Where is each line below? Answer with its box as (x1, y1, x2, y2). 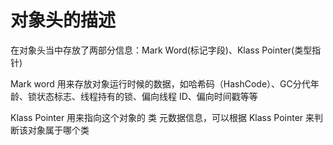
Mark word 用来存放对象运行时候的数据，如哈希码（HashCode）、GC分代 (10, 77, 311, 90)
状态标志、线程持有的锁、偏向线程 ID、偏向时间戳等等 (36, 90, 258, 102)
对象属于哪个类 (27, 124, 90, 136)
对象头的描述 (10, 9, 117, 32)
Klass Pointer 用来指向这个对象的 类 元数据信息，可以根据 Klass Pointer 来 (10, 111, 315, 123)
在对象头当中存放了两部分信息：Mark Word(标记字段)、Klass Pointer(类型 (10, 44, 313, 56)
